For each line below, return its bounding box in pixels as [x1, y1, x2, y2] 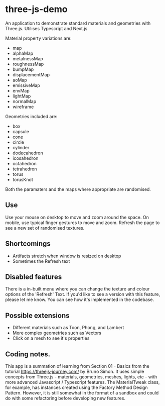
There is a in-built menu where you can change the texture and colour [5, 286, 150, 292]
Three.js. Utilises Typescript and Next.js [5, 25, 88, 31]
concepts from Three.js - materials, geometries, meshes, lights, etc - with [5, 374, 157, 380]
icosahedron [12, 155, 39, 161]
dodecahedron [12, 150, 44, 156]
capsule [12, 128, 29, 134]
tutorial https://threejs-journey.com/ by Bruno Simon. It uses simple [5, 368, 144, 374]
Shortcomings [5, 240, 51, 248]
